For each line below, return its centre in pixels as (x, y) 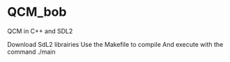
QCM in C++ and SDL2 (40, 31)
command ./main (31, 52)
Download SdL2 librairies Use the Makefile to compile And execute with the (115, 44)
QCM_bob (37, 12)
